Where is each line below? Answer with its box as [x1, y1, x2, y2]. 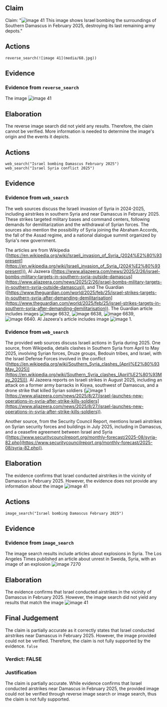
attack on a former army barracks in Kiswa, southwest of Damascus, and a [5, 382, 159, 388]
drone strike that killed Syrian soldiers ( [5, 387, 86, 393]
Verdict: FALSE [5, 656, 42, 663]
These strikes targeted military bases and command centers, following [5, 216, 150, 222]
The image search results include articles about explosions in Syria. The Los [5, 551, 162, 557]
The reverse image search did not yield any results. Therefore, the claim [5, 123, 153, 129]
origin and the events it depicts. [5, 134, 70, 140]
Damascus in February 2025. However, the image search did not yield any [5, 594, 157, 600]
